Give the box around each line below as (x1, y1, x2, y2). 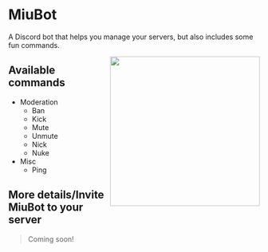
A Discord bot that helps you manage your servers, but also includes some (8, 32, 254, 41)
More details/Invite (8, 188, 104, 202)
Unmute (31, 131, 58, 140)
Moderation (19, 97, 58, 107)
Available (8, 64, 56, 77)
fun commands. (8, 40, 60, 49)
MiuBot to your (8, 201, 84, 215)
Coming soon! (27, 234, 74, 244)
